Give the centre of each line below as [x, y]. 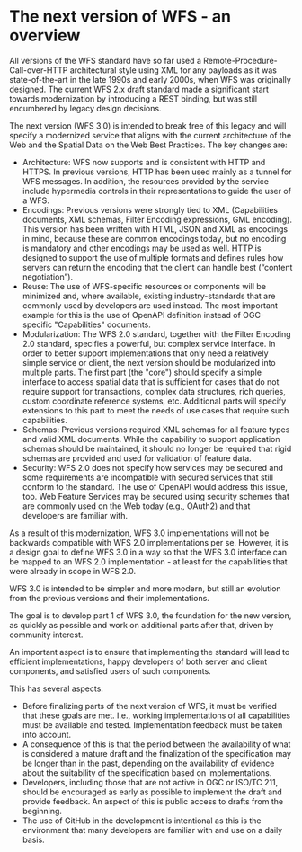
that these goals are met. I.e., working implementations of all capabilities [156, 715]
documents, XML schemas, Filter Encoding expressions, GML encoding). [157, 219]
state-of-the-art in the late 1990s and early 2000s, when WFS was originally [151, 79]
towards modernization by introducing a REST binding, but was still [133, 98]
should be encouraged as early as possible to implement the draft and [152, 792]
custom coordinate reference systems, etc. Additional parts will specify [154, 401]
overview [45, 35]
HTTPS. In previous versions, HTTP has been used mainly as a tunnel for [157, 172]
